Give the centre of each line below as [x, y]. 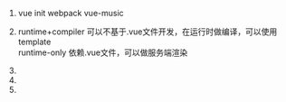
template [34, 42]
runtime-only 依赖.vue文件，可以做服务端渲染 [103, 52]
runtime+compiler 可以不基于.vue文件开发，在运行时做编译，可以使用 [148, 32]
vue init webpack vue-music [71, 13]
